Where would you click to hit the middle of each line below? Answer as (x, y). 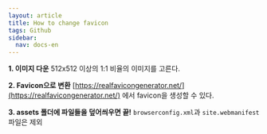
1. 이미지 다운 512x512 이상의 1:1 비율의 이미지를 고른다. (94, 69)
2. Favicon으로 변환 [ (42, 86)
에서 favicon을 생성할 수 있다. (168, 95)
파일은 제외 (26, 122)
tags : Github (30, 30)
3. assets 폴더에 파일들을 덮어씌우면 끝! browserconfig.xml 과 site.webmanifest (134, 113)
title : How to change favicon (59, 23)
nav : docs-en (37, 45)
